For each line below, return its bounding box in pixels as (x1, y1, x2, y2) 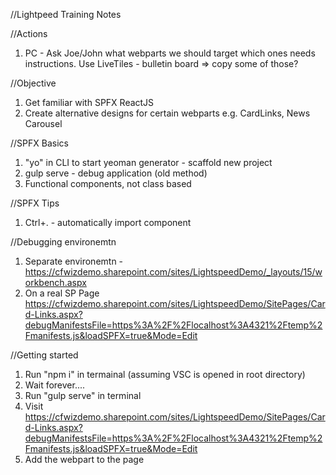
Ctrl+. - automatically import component (24, 217, 192, 228)
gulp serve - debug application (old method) (24, 167, 208, 179)
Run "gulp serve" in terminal (24, 390, 142, 401)
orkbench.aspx (24, 277, 87, 288)
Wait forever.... (24, 379, 86, 391)
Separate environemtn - (24, 255, 124, 267)
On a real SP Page (24, 287, 100, 299)
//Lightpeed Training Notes (10, 9, 122, 20)
